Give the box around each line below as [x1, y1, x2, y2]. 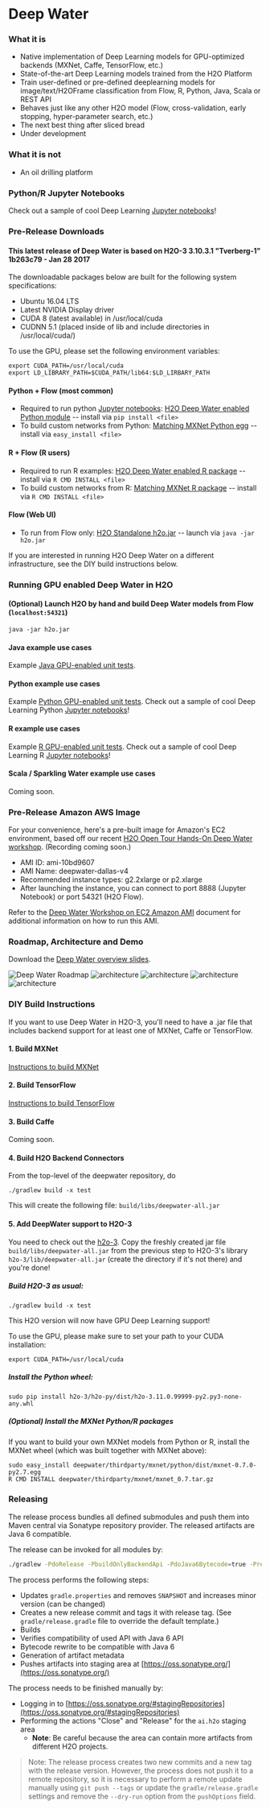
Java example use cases [8, 642, 92, 652]
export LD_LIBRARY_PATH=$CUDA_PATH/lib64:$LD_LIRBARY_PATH [8, 369, 211, 377]
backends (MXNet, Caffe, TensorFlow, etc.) [19, 60, 163, 70]
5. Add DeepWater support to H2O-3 [8, 1219, 133, 1229]
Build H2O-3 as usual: [8, 1281, 84, 1291]
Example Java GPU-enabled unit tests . [8, 660, 137, 670]
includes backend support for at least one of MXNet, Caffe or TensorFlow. [8, 1025, 253, 1035]
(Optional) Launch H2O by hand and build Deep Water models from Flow [8, 599, 254, 609]
